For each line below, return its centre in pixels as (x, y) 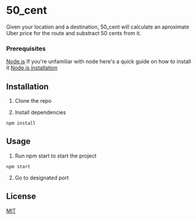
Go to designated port (42, 177)
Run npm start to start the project (56, 156)
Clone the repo (33, 101)
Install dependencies (41, 112)
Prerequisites (26, 48)
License (21, 197)
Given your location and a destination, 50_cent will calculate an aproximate (98, 27)
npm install (21, 123)
